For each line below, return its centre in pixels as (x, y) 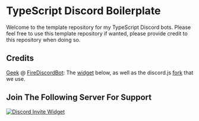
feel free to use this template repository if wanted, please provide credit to (97, 33)
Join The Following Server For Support (79, 98)
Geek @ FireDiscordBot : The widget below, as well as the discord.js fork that (100, 73)
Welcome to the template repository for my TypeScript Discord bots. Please (99, 27)
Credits (20, 58)
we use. (16, 79)
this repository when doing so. (43, 40)
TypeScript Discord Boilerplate (84, 11)
